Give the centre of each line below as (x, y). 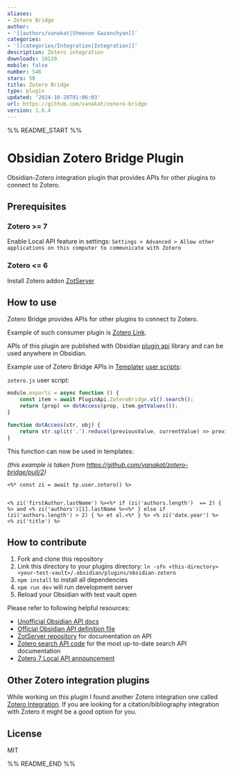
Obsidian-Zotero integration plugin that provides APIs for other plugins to (112, 177)
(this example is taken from (46, 464)
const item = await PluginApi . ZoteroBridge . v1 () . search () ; (107, 400)
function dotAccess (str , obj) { (54, 425)
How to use (32, 303)
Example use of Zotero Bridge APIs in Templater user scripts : (94, 367)
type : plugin (26, 91)
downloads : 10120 (32, 59)
